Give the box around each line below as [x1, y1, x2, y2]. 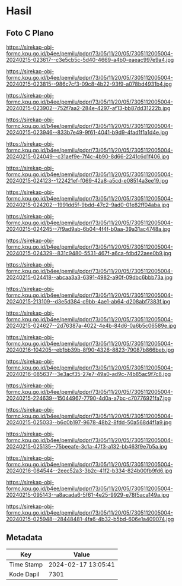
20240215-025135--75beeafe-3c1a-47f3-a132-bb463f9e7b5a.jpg [6, 443, 168, 450]
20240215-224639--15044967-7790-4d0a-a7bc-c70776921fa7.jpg [6, 394, 171, 402]
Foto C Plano [6, 28, 54, 38]
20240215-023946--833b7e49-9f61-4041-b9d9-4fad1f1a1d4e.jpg [6, 129, 168, 136]
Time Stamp [9, 560, 43, 569]
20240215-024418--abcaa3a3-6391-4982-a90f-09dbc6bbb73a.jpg [6, 274, 173, 281]
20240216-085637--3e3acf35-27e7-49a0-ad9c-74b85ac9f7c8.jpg [6, 371, 171, 377]
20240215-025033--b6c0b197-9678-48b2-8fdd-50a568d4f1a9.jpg [6, 419, 172, 426]
